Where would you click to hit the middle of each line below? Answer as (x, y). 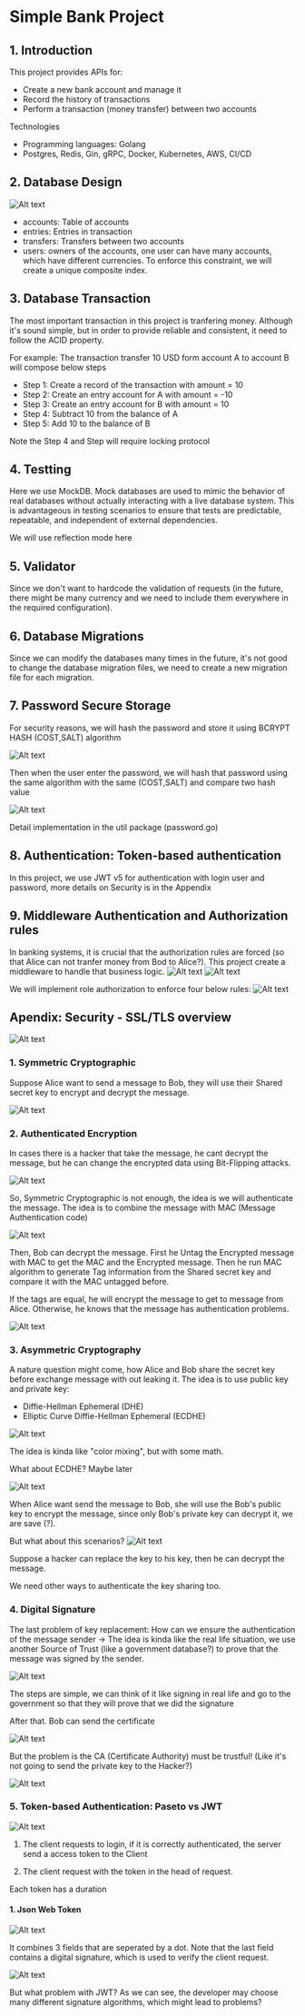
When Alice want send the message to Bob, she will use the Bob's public (145, 1505)
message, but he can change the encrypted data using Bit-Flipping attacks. (150, 1162)
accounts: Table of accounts (76, 222)
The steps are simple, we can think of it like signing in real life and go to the (150, 1693)
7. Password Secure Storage (90, 706)
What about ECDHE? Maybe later (71, 1469)
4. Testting (40, 470)
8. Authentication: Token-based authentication (145, 856)
